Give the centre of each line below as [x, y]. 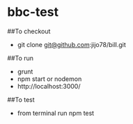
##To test [21, 99]
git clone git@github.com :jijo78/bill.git [72, 44]
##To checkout [29, 31]
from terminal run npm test [56, 113]
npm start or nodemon [49, 79]
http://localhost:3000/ [49, 86]
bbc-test [33, 12]
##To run [20, 58]
